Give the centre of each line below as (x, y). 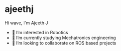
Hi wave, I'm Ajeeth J (26, 23)
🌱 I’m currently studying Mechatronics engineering (64, 38)
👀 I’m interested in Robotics (40, 32)
